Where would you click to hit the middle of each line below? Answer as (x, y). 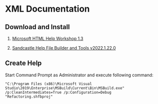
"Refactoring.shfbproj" (29, 96)
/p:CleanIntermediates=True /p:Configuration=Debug (58, 92)
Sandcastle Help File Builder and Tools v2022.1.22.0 (64, 48)
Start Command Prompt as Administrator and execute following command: (79, 75)
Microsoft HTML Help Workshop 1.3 (47, 38)
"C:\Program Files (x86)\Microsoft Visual (48, 84)
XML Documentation (47, 9)
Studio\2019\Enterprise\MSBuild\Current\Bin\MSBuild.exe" (65, 88)
